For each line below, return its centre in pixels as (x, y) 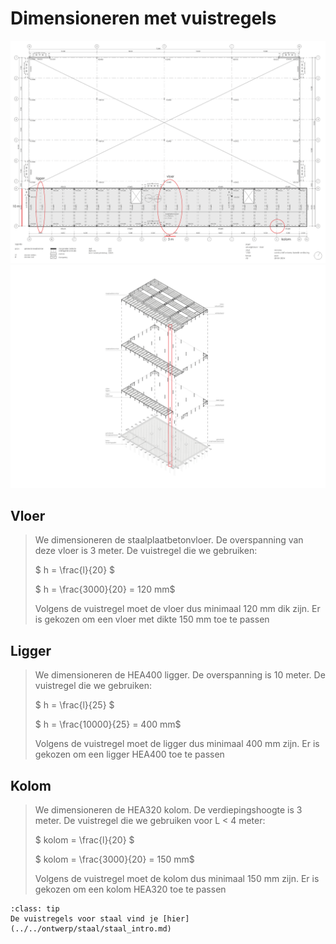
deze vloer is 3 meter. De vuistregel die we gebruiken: (146, 551)
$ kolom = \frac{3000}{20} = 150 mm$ (114, 859)
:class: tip (35, 909)
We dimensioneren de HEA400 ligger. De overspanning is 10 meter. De (180, 675)
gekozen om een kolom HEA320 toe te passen (130, 889)
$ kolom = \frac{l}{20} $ (84, 840)
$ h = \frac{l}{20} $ (75, 570)
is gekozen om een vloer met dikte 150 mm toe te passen (152, 619)
